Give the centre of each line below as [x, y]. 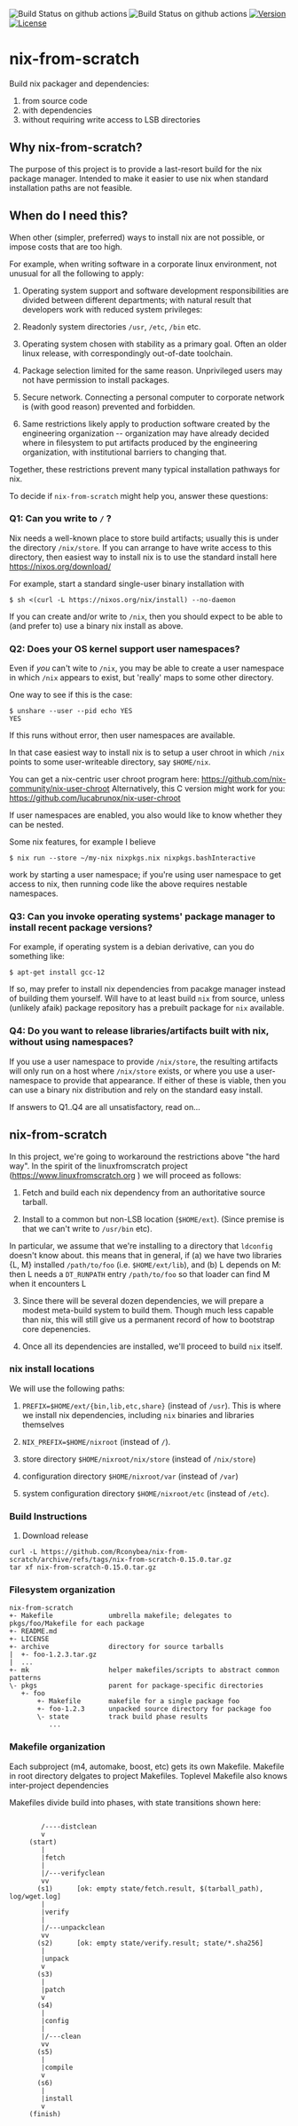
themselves [43, 1424]
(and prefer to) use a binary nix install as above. [96, 625]
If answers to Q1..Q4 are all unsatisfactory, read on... [105, 1107]
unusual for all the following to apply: [77, 273]
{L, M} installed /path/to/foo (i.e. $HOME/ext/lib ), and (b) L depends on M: [145, 1265]
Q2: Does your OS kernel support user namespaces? [125, 648]
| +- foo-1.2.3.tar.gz [53, 1655]
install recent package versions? [81, 928]
